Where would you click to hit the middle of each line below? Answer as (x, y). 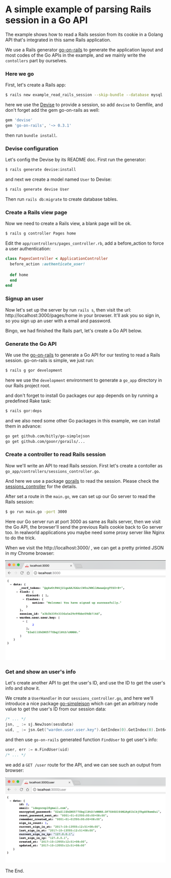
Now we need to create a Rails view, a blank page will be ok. (68, 224)
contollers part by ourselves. (36, 60)
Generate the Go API (31, 344)
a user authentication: (28, 249)
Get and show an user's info (41, 672)
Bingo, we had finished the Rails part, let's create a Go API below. (74, 330)
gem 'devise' (19, 120)
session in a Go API (47, 20)
